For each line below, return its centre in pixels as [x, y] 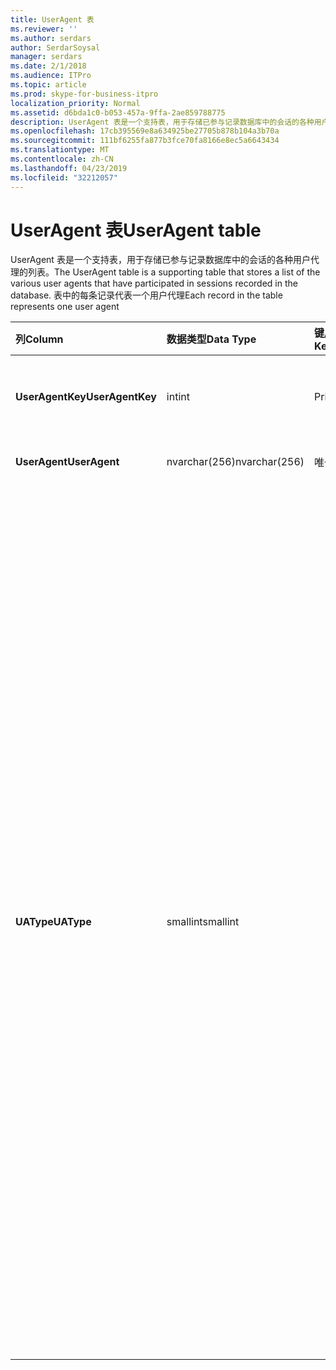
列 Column [39, 339]
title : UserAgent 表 [52, 19]
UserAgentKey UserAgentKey [86, 397]
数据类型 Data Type [211, 339]
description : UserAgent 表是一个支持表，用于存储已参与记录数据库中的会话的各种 [162, 122]
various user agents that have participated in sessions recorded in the [154, 283]
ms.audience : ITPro [51, 76]
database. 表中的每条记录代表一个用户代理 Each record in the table [146, 295]
